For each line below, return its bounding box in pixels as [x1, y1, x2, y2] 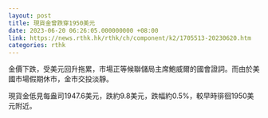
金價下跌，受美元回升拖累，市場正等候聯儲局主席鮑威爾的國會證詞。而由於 [8, 65, 253, 74]
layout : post [8, 11, 52, 20]
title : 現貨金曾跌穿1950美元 [8, 19, 96, 27]
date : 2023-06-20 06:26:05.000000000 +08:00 [8, 26, 159, 34]
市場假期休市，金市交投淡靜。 [14, 74, 113, 84]
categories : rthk [8, 41, 66, 49]
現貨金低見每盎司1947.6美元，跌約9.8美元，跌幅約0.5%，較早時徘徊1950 [8, 91, 247, 100]
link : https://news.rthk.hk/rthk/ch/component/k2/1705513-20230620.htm [8, 33, 251, 42]
